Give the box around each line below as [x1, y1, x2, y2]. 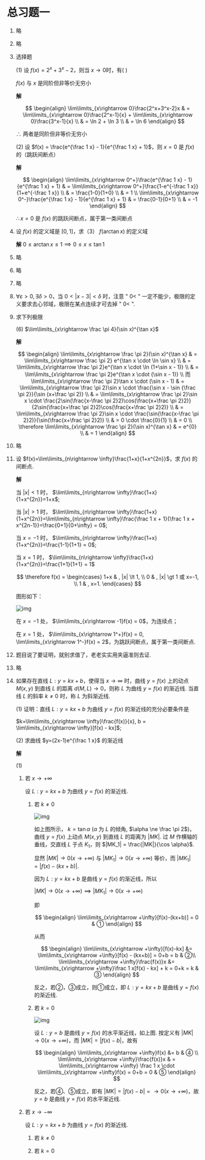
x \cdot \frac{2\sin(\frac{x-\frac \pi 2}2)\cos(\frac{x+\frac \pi [24, 397, 177, 404]
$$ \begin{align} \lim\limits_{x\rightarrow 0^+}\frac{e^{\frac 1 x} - [23, 175, 187, 183]
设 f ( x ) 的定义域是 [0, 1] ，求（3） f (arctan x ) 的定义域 [15, 227, 148, 235]
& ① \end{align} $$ [91, 920, 142, 927]
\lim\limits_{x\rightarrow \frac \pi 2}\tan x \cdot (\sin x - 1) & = [31, 377, 185, 385]
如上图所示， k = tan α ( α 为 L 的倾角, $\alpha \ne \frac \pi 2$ [34, 825, 188, 832]
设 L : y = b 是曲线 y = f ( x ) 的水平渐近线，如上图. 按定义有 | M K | [34, 1029, 194, 1036]
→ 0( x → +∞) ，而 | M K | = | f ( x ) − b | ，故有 [34, 1036, 138, 1044]
